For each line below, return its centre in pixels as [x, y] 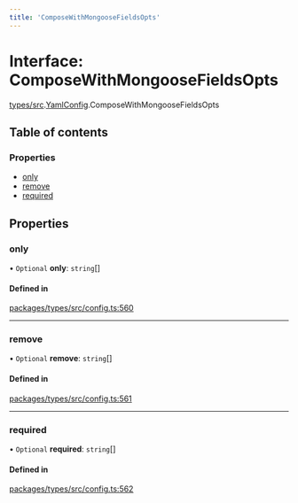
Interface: [47, 61]
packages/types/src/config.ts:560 [72, 308]
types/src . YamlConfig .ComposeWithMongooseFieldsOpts [114, 104]
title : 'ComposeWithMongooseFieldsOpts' [85, 17]
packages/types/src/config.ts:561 [71, 399]
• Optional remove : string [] [61, 359]
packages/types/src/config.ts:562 [71, 489]
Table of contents [59, 132]
